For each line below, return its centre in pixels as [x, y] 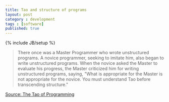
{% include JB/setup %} [30, 43]
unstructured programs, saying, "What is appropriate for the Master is [90, 74]
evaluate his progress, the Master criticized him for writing [78, 69]
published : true [22, 29]
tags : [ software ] [24, 24]
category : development [30, 19]
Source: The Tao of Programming [40, 94]
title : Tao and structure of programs [46, 10]
